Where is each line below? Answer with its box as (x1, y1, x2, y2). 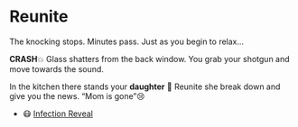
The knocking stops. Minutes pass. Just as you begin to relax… (9, 36, 245, 47)
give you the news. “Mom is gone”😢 (9, 90, 145, 101)
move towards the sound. (9, 63, 104, 74)
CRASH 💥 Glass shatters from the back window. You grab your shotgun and (9, 53, 291, 64)
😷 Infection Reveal (22, 108, 93, 119)
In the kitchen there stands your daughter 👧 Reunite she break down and (9, 81, 281, 92)
